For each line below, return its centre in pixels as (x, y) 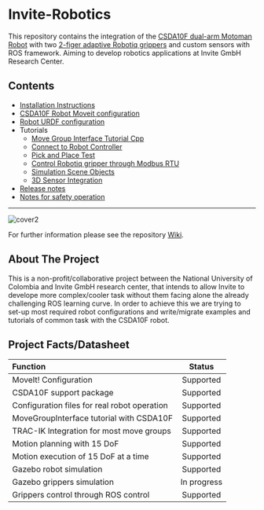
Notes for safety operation (62, 196)
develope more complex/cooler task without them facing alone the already (128, 295)
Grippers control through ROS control (81, 495)
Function (29, 367)
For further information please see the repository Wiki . (96, 234)
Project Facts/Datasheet (69, 345)
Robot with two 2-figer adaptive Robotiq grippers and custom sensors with (129, 44)
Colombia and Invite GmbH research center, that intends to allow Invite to (126, 286)
